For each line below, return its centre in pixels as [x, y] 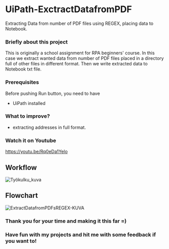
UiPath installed [29, 103]
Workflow [21, 168]
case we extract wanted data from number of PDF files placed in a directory [84, 58]
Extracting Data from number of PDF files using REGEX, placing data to [79, 23]
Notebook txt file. [23, 69]
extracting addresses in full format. [49, 127]
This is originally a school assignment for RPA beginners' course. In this [80, 53]
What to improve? [28, 116]
